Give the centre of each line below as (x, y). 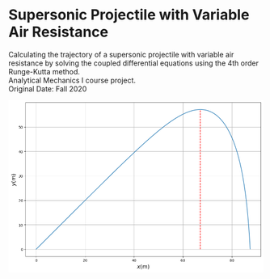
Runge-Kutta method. (44, 71)
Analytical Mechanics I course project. (72, 80)
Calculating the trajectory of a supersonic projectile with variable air (121, 54)
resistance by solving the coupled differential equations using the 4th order (134, 63)
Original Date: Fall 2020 (48, 89)
